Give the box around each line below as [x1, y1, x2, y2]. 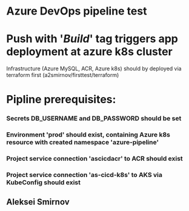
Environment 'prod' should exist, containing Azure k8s [6, 130, 171, 139]
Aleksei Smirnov [6, 197, 70, 207]
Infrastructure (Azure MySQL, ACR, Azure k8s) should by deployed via [6, 65, 182, 72]
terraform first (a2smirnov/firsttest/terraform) [6, 72, 119, 79]
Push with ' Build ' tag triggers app [6, 32, 179, 46]
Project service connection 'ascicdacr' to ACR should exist [6, 155, 183, 163]
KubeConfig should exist [6, 178, 81, 186]
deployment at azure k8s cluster [6, 45, 173, 59]
